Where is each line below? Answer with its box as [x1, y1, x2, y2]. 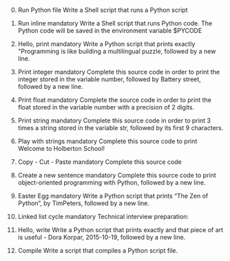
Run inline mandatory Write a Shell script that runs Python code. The [17, 19, 213, 27]
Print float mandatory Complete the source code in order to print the [17, 96, 212, 104]
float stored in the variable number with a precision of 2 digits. [17, 103, 195, 111]
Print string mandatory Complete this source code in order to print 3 [17, 116, 211, 125]
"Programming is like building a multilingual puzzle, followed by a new [17, 48, 216, 55]
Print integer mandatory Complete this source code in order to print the [17, 68, 220, 76]
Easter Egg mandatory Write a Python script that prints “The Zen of [17, 192, 209, 200]
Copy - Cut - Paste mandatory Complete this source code [17, 158, 182, 166]
